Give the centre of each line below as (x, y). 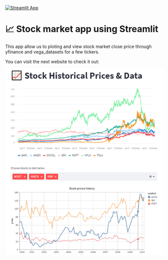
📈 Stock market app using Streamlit (82, 29)
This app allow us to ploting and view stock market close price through (78, 46)
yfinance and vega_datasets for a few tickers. (52, 52)
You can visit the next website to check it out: (52, 61)
